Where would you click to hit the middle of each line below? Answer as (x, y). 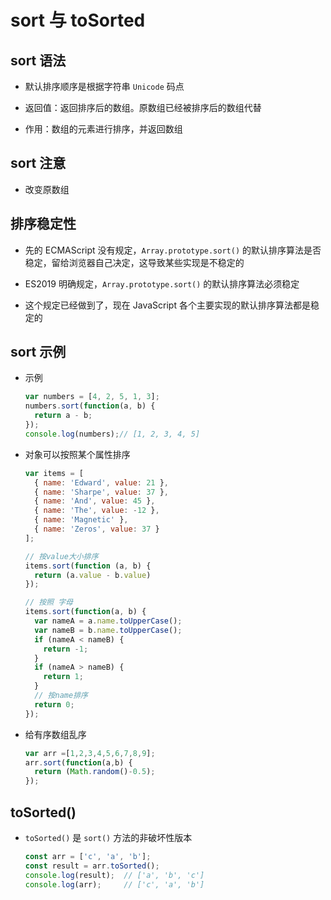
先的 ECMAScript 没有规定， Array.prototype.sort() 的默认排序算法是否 (173, 250)
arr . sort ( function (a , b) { (78, 762)
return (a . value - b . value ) (93, 575)
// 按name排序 (61, 696)
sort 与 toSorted (78, 20)
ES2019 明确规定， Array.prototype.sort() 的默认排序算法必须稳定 (162, 283)
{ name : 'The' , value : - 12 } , (97, 511)
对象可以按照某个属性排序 (77, 454)
